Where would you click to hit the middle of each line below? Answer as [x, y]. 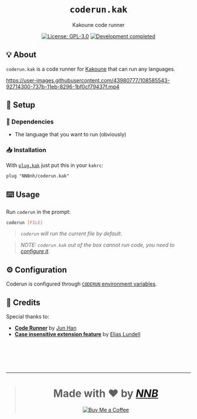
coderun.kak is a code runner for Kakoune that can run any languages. [91, 69]
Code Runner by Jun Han [45, 328]
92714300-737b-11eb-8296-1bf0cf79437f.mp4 [63, 86]
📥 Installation [26, 150]
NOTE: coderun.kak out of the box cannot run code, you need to [97, 245]
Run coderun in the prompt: [38, 212]
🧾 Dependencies [30, 122]
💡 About [21, 55]
